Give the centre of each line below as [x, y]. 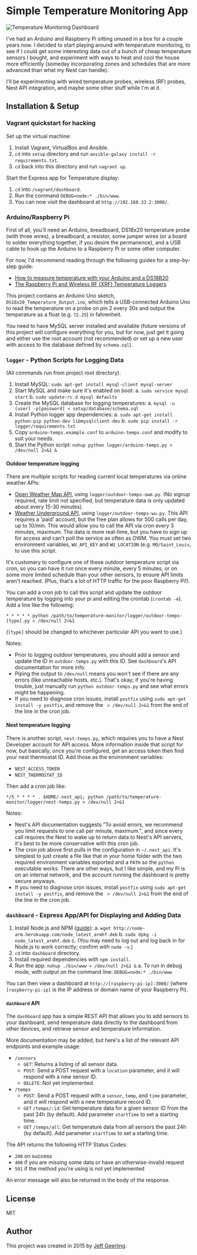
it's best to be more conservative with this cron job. [77, 843]
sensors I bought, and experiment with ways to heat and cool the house [93, 57]
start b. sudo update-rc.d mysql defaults [66, 397]
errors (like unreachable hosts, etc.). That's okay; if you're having [94, 680]
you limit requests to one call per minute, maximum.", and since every [99, 830]
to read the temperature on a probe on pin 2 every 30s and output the [91, 308]
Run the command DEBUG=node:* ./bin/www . [67, 195]
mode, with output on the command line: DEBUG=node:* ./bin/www [93, 972]
